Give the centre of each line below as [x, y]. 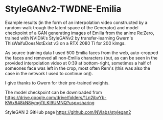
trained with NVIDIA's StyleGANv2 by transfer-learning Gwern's [69, 38]
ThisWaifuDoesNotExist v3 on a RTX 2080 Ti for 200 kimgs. [65, 43]
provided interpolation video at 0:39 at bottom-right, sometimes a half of [78, 63]
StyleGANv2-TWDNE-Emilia [63, 9]
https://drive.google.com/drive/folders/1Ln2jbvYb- [56, 97]
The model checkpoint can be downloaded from [54, 92]
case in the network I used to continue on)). [49, 73]
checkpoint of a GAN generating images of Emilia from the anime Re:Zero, [80, 33]
